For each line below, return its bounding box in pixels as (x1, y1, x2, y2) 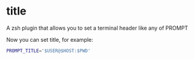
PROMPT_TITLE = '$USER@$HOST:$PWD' (6, 47, 91, 54)
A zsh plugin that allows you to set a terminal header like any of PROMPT (6, 24, 189, 32)
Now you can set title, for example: (6, 36, 93, 43)
